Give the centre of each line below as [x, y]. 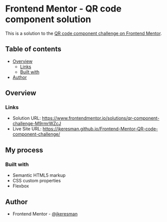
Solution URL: [27, 118]
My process [24, 150]
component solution [48, 19]
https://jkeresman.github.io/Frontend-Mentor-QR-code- [100, 129]
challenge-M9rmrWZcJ [37, 124]
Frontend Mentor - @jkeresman [45, 213]
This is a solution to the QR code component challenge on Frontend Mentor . [83, 33]
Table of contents [33, 49]
